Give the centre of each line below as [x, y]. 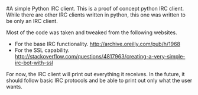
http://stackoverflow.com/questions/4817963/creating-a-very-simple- [100, 56]
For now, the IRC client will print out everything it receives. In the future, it [95, 74]
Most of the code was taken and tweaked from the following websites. [92, 32]
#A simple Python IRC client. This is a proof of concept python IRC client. [95, 9]
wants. [14, 87]
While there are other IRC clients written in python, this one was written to [96, 15]
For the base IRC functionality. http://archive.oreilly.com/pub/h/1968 [97, 44]
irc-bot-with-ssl [34, 63]
